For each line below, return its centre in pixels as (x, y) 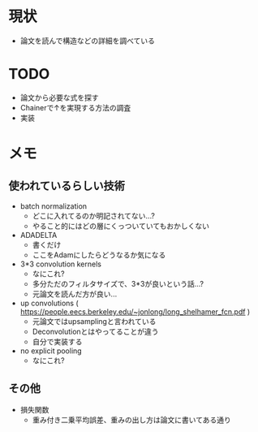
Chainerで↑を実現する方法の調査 (75, 107)
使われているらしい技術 (67, 186)
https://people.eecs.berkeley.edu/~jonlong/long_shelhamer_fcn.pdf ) (135, 311)
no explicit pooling (51, 351)
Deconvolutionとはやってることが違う (95, 331)
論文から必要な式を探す (59, 97)
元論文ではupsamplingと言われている (94, 321)
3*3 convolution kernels (60, 264)
